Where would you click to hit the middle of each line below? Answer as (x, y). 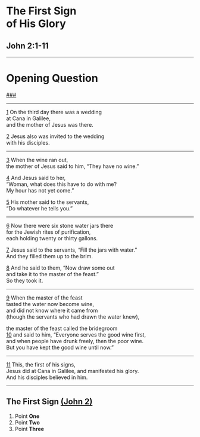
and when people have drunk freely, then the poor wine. (75, 341)
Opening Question (52, 78)
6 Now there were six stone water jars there (60, 225)
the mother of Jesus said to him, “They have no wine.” (73, 166)
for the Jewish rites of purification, (49, 232)
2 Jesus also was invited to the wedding (55, 136)
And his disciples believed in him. (47, 377)
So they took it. (25, 280)
